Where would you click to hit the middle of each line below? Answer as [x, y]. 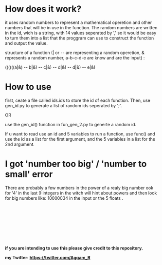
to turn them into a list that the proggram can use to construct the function [80, 38]
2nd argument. [20, 144]
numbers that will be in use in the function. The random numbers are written [81, 27]
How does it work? [43, 9]
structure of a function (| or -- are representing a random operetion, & [75, 53]
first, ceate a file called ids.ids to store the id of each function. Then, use [78, 100]
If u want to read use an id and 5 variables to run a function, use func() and [80, 134]
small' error [29, 174]
